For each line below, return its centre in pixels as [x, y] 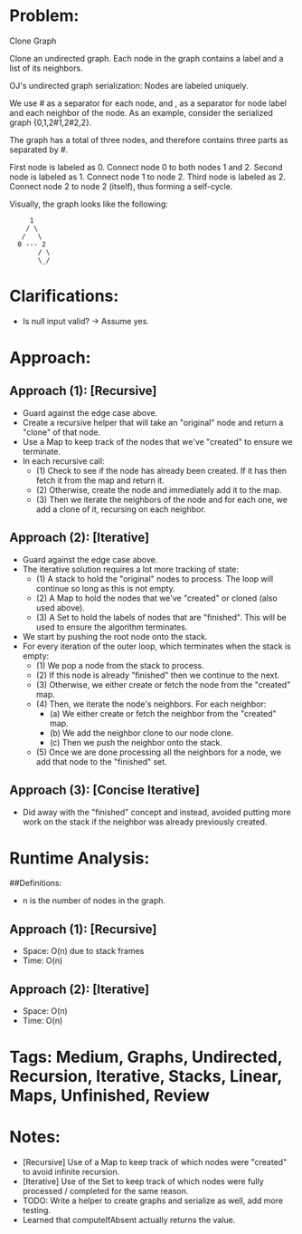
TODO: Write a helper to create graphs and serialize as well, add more [152, 1200]
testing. [37, 1210]
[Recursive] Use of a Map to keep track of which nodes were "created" [155, 1162]
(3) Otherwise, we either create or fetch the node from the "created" [163, 684]
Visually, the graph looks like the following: [89, 204]
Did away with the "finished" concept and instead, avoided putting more [156, 812]
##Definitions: [36, 883]
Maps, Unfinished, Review [109, 1096]
